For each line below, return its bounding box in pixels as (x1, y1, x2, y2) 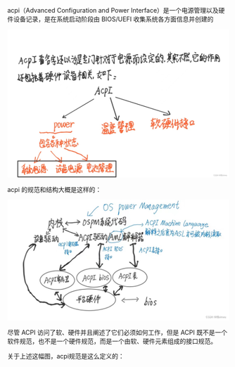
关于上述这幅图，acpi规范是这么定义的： (7, 352, 125, 360)
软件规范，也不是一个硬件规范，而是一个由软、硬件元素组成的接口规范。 (7, 337, 217, 345)
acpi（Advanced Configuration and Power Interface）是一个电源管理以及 (7, 6, 220, 14)
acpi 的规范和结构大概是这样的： (7, 186, 102, 194)
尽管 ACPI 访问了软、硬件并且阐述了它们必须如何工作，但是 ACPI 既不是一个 (7, 328, 227, 336)
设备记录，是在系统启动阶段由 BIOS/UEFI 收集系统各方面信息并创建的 (13, 15, 214, 23)
